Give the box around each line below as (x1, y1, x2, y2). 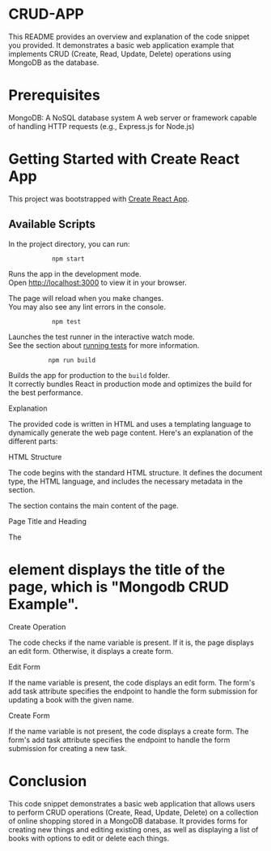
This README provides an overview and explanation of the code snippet (8, 32, 250, 41)
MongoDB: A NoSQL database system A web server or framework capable (8, 113, 257, 122)
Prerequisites (8, 86, 101, 105)
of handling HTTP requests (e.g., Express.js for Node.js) (8, 121, 195, 131)
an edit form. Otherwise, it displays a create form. (8, 646, 174, 655)
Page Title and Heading (8, 516, 87, 526)
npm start (51, 255, 85, 263)
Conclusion (8, 771, 87, 790)
